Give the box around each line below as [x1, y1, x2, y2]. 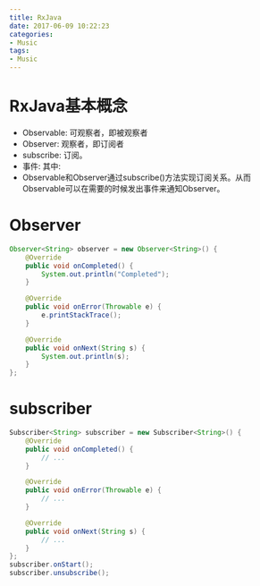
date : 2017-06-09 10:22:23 [9, 21, 110, 30]
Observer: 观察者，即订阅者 [21, 138, 125, 149]
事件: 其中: [21, 160, 61, 171]
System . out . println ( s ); [41, 352, 130, 361]
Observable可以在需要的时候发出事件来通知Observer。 [21, 183, 225, 193]
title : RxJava [9, 13, 63, 22]
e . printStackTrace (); [41, 310, 122, 319]
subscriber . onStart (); [9, 560, 94, 569]
